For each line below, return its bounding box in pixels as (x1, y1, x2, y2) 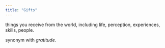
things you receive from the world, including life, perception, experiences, (5, 21, 160, 28)
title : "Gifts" (5, 7, 38, 13)
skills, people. (5, 27, 34, 33)
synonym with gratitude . (5, 37, 57, 43)
